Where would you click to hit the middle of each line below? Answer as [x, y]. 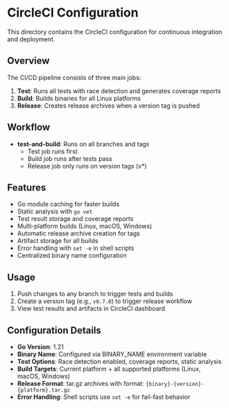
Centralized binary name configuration [72, 255]
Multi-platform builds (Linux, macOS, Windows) [84, 226]
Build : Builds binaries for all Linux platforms [79, 98]
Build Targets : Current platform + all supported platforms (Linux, [109, 369]
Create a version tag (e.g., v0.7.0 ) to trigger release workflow [104, 301]
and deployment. [31, 39]
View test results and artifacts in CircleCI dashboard [91, 309]
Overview [29, 61]
